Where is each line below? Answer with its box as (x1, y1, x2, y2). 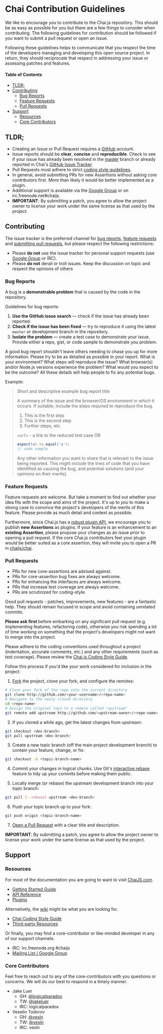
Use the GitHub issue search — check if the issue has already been (12, 313, 149, 319)
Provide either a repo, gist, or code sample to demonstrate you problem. (12, 339, 158, 345)
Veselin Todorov (12, 1009, 45, 1015)
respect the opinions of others (12, 266, 73, 271)
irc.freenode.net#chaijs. (12, 192, 61, 199)
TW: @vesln (19, 1019, 44, 1025)
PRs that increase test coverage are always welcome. (12, 584, 120, 590)
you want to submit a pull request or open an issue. (5, 35, 108, 41)
